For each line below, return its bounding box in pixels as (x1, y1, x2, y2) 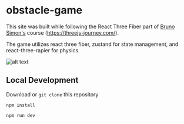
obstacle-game (6, 4, 83, 17)
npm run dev (6, 112, 35, 118)
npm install (6, 102, 35, 108)
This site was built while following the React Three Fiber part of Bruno (6, 23, 175, 30)
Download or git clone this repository (6, 91, 99, 98)
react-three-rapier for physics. (6, 46, 81, 53)
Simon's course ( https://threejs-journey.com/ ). (6, 29, 119, 36)
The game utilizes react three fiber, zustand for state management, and (6, 41, 179, 48)
